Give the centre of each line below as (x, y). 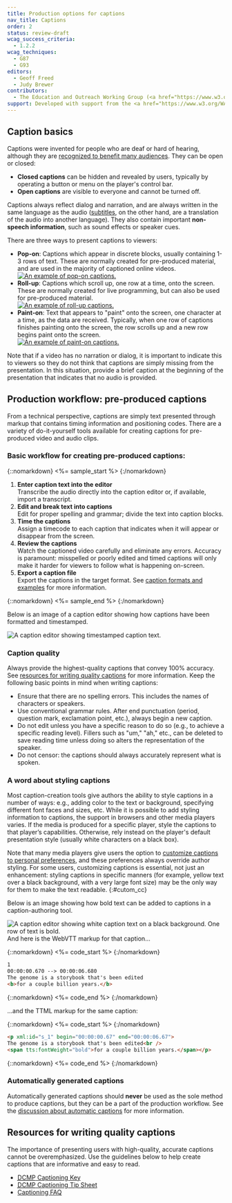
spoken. (28, 763)
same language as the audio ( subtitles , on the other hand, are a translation (113, 212)
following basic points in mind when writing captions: (83, 683)
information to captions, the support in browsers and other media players (111, 817)
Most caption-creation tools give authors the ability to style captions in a (110, 795)
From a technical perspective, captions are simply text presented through (112, 416)
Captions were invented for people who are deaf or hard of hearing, (104, 148)
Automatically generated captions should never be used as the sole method (115, 1096)
